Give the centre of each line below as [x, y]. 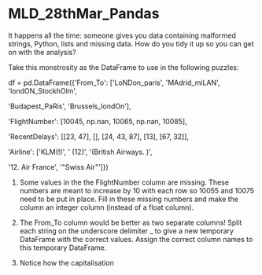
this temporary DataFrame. [63, 247]
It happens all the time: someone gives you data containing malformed [122, 35]
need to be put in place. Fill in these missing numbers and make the [129, 199]
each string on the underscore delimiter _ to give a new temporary [127, 231]
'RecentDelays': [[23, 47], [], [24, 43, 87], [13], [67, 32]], [99, 136]
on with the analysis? [42, 52]
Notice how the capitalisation [66, 262]
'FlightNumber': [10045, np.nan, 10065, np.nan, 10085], [98, 121]
